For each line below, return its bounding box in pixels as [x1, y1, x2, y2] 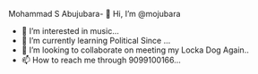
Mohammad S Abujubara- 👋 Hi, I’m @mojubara [8, 9, 181, 19]
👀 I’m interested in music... [21, 26, 120, 36]
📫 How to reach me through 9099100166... [21, 54, 181, 65]
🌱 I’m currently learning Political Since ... [21, 36, 171, 45]
